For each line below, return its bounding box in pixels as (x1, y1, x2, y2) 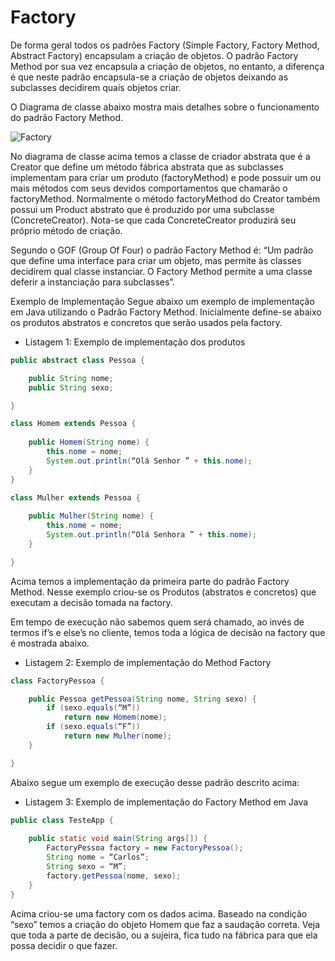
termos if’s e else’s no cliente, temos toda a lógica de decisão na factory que (10, 626, 326, 638)
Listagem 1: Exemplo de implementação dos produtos (24, 336, 246, 348)
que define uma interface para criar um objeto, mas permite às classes (10, 254, 302, 266)
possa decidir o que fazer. (10, 939, 118, 951)
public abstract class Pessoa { (10, 355, 145, 365)
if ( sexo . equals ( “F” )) (46, 722, 141, 732)
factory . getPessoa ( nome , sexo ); (46, 871, 182, 881)
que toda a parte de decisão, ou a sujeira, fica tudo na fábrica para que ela (10, 929, 318, 941)
